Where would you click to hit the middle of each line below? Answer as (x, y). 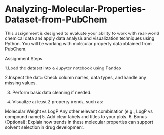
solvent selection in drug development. (45, 127)
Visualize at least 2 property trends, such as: (58, 101)
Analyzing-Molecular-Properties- (76, 9)
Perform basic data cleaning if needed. (52, 92)
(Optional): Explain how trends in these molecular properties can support (79, 122)
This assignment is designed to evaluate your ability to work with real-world (82, 33)
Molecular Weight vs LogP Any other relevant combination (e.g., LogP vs (79, 111)
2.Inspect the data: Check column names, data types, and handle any (76, 77)
